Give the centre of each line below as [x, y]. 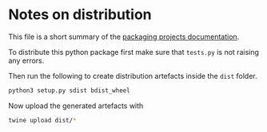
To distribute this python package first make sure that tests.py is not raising [134, 52]
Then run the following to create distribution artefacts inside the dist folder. [133, 76]
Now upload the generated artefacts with [76, 106]
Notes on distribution [80, 15]
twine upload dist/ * [43, 120]
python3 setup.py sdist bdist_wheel [69, 90]
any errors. [26, 60]
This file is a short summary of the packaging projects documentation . [124, 37]
